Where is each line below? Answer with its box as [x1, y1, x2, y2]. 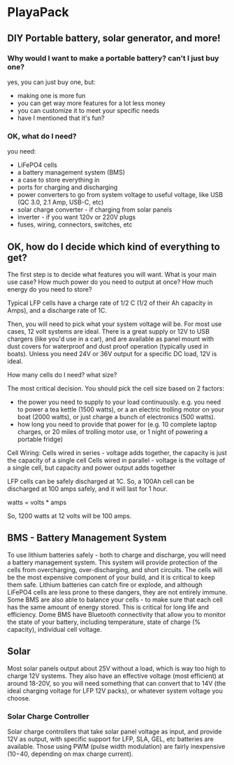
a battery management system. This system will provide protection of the [7, 558, 218, 567]
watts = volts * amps [7, 498, 67, 506]
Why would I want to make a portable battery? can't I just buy [7, 53, 219, 63]
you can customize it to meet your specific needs [17, 106, 159, 114]
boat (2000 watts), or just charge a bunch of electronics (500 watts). [17, 412, 216, 421]
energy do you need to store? [7, 285, 92, 293]
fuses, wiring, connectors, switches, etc [17, 220, 133, 229]
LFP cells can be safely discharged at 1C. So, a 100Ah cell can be [7, 477, 194, 485]
